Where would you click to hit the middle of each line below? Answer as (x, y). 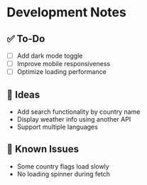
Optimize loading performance (62, 72)
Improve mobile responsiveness (64, 64)
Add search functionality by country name (78, 112)
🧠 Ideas (23, 94)
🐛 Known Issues (43, 149)
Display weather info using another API (74, 119)
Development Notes (67, 12)
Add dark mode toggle (50, 55)
